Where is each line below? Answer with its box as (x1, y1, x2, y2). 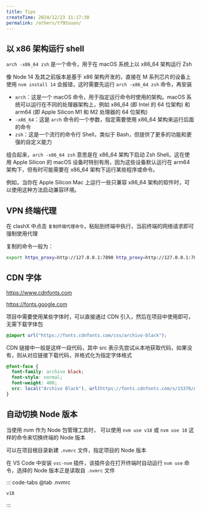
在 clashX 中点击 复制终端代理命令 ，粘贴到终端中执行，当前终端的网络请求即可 (6, 223, 194, 229)
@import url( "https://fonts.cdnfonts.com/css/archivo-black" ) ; (6, 332, 167, 338)
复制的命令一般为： (6, 243, 54, 250)
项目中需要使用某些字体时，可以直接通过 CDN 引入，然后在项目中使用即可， (6, 312, 194, 320)
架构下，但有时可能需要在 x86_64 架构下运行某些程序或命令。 (6, 166, 159, 174)
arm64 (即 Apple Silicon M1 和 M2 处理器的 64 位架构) (14, 108, 148, 116)
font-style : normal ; (11, 375, 63, 381)
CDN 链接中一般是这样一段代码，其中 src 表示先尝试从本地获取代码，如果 (6, 344, 187, 351)
